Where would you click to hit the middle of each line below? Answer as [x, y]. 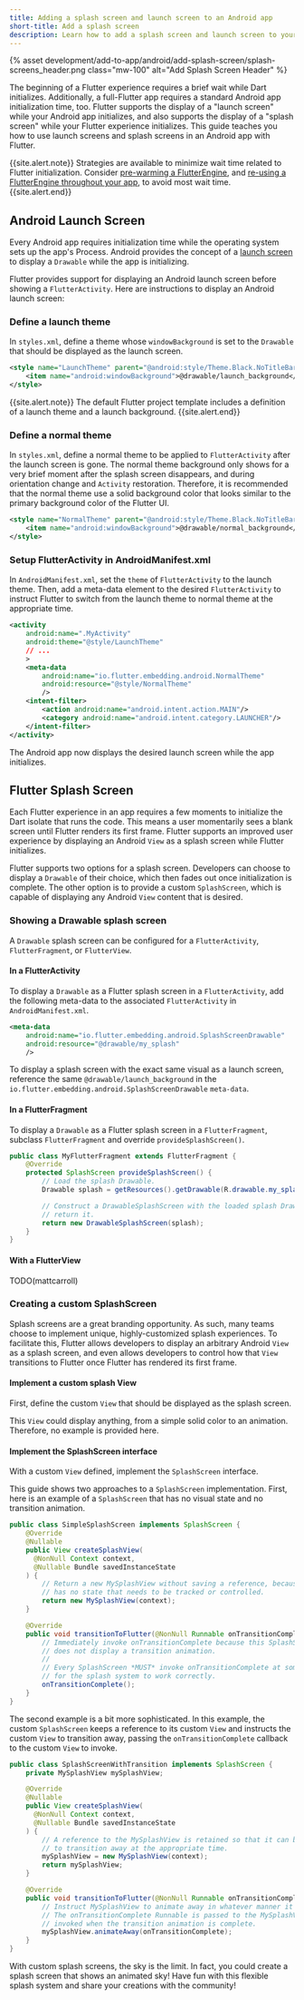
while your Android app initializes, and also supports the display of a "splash [152, 117]
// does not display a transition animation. [129, 1651]
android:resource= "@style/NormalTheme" [117, 684]
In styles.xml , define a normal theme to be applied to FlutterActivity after [150, 455]
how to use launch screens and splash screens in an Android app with [140, 136]
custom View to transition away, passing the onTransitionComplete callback [149, 1738]
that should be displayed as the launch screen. [96, 351]
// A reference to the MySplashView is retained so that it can [166, 1839]
